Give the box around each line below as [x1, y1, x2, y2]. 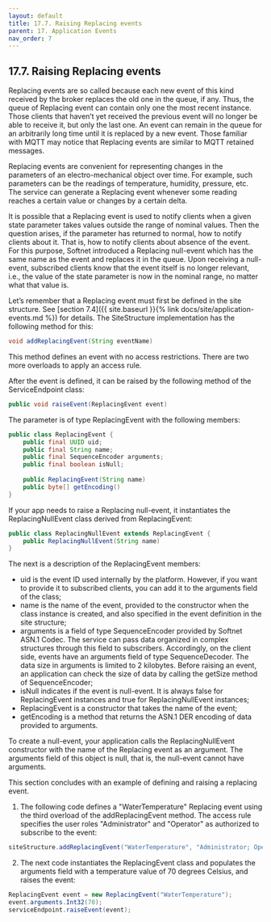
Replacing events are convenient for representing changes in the [8, 162, 223, 171]
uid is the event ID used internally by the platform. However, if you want [19, 575, 258, 584]
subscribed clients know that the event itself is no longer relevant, [31, 263, 250, 273]
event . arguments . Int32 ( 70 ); [8, 899, 103, 907]
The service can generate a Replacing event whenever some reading [8, 187, 238, 197]
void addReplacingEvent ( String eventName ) [8, 337, 153, 346]
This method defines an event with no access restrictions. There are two [8, 352, 249, 361]
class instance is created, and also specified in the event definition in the [19, 609, 262, 619]
